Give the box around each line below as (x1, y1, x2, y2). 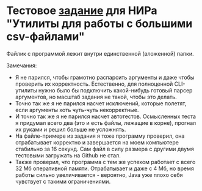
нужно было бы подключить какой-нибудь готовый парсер (38, 86, 193, 94)
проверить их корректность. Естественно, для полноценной (15, 80, 173, 88)
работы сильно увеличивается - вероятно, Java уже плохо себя (15, 171, 183, 178)
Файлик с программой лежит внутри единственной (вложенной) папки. (6, 50, 194, 57)
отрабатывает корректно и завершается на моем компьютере (15, 138, 179, 146)
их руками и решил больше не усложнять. (15, 125, 126, 133)
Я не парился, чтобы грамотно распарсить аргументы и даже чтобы (15, 73, 195, 81)
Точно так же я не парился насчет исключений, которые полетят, (15, 99, 187, 107)
